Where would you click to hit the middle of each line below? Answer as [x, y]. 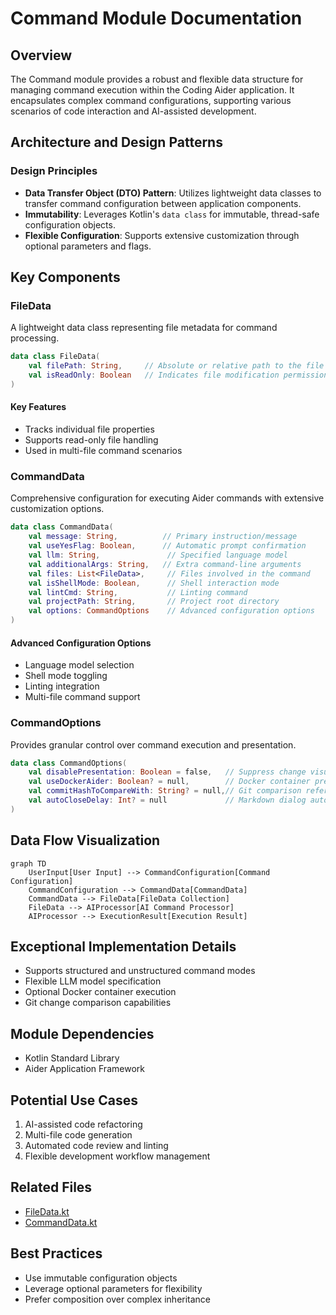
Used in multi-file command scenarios [103, 451]
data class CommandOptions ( [69, 763]
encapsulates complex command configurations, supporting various [151, 100]
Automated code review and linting [96, 1145]
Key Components [65, 277]
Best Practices [56, 1253]
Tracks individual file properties [89, 429]
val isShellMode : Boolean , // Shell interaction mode [154, 583]
